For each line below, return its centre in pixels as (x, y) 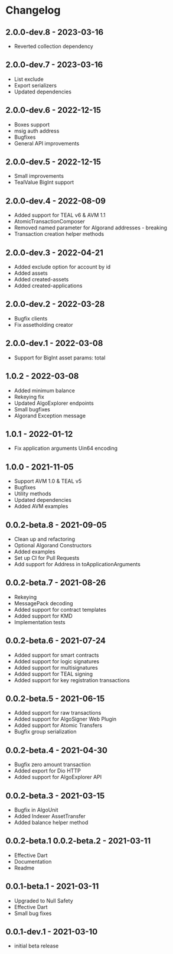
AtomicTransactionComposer (49, 222)
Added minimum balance (44, 390)
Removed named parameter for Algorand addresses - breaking (91, 228)
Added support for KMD (43, 616)
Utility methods (32, 494)
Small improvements (39, 176)
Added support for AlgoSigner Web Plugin (65, 719)
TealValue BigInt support (44, 182)
